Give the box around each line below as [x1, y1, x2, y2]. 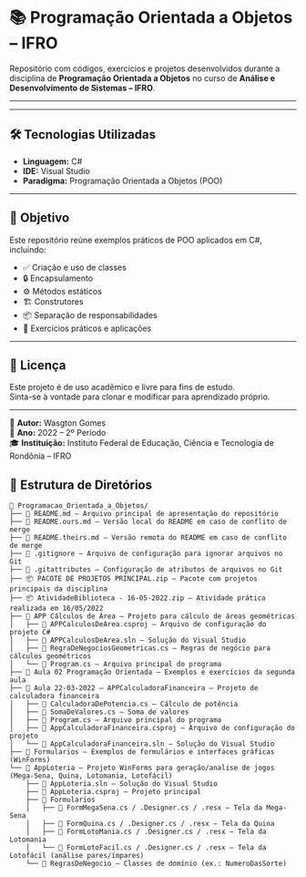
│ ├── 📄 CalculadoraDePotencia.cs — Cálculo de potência [9, 699, 239, 709]
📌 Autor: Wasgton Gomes [9, 418, 107, 428]
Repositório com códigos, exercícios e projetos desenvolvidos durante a [9, 63, 280, 74]
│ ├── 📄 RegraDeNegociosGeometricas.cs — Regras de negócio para [9, 644, 271, 653]
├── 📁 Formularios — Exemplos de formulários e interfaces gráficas [9, 748, 275, 757]
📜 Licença [9, 357, 66, 373]
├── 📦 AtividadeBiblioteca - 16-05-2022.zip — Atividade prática [9, 593, 266, 603]
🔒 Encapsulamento [22, 273, 94, 284]
